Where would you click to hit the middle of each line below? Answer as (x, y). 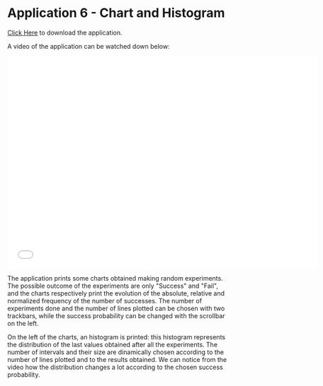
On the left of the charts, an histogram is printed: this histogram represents (116, 337)
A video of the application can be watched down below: (89, 46)
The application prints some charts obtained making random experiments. (115, 278)
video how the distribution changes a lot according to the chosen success (115, 367)
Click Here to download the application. (65, 33)
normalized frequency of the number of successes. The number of (105, 300)
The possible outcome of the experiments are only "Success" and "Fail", (113, 286)
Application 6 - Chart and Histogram (116, 13)
